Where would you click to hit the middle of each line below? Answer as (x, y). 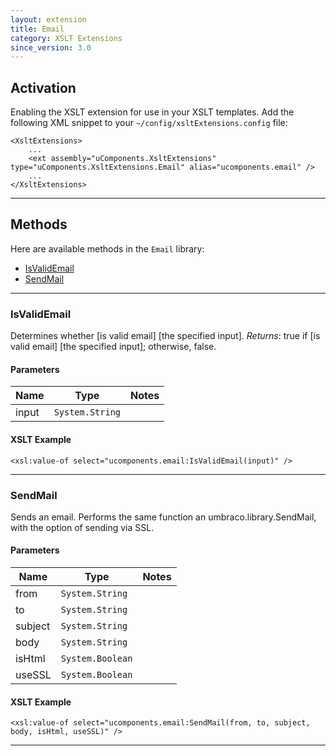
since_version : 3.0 (51, 47)
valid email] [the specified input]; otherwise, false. (113, 347)
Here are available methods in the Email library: (107, 248)
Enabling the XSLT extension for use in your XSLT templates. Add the (152, 112)
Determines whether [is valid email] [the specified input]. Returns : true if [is (165, 336)
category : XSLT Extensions (66, 38)
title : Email (37, 29)
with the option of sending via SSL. (82, 527)
